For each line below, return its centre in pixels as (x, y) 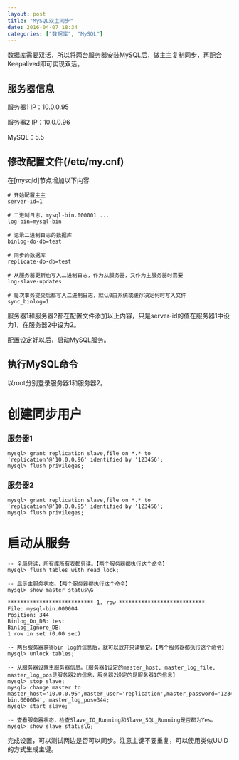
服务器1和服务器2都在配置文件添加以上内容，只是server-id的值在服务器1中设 (118, 316)
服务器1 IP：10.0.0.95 (38, 107)
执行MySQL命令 (43, 364)
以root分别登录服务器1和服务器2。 (57, 382)
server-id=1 (25, 201)
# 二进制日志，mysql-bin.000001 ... (58, 215)
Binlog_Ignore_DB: (34, 628)
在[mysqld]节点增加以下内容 (49, 180)
